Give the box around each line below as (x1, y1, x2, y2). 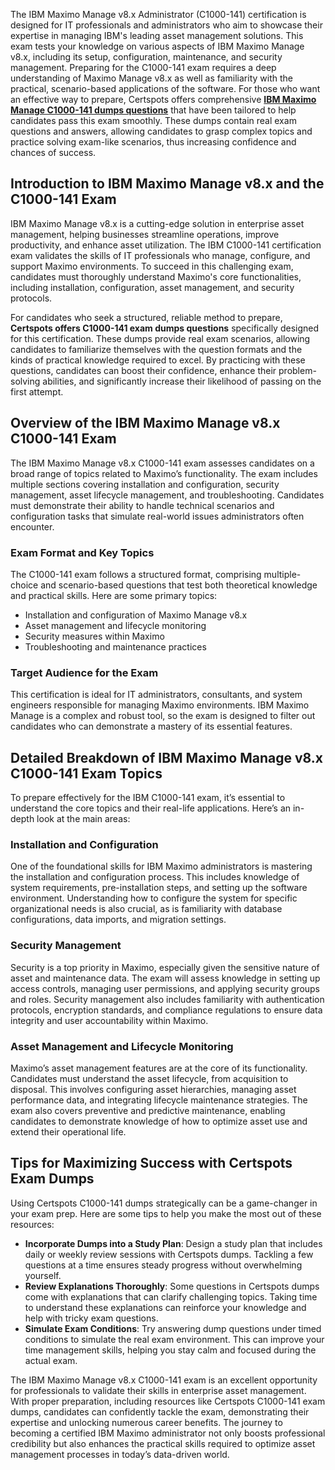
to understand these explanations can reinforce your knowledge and (24, 1301, 307, 1313)
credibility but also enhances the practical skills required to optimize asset (10, 1437, 316, 1449)
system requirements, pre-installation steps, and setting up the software (10, 882, 308, 894)
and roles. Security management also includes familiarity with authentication (10, 993, 325, 1005)
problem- (278, 364, 317, 376)
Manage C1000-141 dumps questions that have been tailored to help (10, 104, 297, 116)
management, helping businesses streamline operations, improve (10, 228, 280, 240)
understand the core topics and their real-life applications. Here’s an (10, 802, 292, 814)
